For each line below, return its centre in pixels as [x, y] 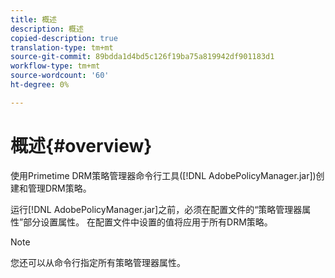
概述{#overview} [81, 145]
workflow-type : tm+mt [55, 66]
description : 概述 [47, 29]
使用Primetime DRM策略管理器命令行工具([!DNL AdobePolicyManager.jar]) [163, 175]
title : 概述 [33, 19]
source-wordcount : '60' [60, 76]
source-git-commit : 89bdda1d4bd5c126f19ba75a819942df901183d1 [142, 57]
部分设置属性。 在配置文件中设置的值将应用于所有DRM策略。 [148, 222]
